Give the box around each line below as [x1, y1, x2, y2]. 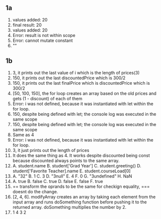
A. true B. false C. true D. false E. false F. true [12, 178, 104, 184]
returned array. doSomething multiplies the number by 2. [12, 204, 126, 210]
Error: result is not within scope [12, 32, 76, 38]
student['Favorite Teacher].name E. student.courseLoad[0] [12, 168, 131, 174]
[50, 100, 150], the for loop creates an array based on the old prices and [12, 90, 157, 96]
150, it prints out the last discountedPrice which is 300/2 [12, 75, 126, 81]
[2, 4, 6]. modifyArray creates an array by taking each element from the [12, 194, 156, 200]
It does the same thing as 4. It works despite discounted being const [12, 152, 150, 158]
